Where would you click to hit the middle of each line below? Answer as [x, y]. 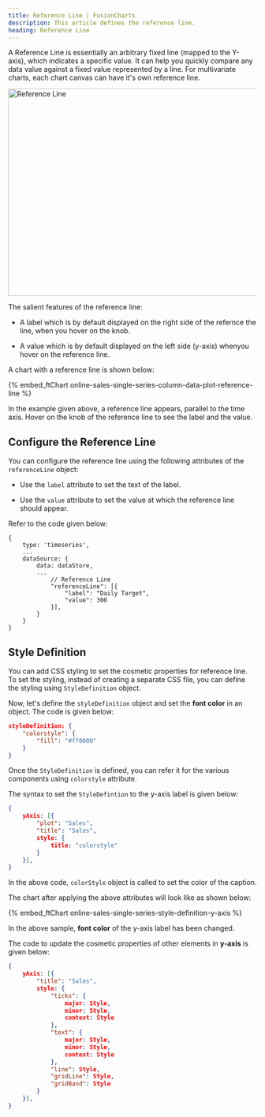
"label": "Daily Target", [107, 594]
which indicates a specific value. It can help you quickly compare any [140, 61]
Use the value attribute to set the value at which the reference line [127, 500]
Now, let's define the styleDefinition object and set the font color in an [125, 703]
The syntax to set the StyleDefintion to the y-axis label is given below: [123, 794]
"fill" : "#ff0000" [67, 740]
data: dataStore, [65, 566]
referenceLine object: [43, 470]
